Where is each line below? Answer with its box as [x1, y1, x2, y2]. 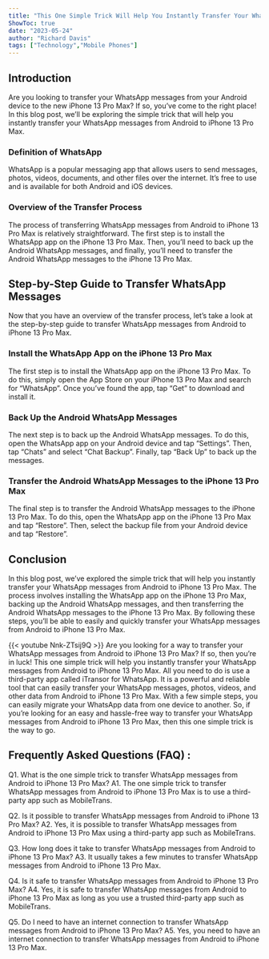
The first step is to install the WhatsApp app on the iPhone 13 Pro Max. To [8, 366, 251, 376]
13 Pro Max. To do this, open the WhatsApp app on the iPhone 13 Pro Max [8, 512, 251, 522]
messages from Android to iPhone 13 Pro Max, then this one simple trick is [8, 717, 254, 727]
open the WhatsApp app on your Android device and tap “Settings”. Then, [8, 438, 252, 448]
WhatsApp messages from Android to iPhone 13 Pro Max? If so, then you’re [8, 649, 257, 659]
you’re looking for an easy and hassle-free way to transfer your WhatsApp [8, 708, 254, 718]
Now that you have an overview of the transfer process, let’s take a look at [8, 311, 254, 320]
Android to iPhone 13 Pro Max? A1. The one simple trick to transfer [8, 778, 227, 788]
